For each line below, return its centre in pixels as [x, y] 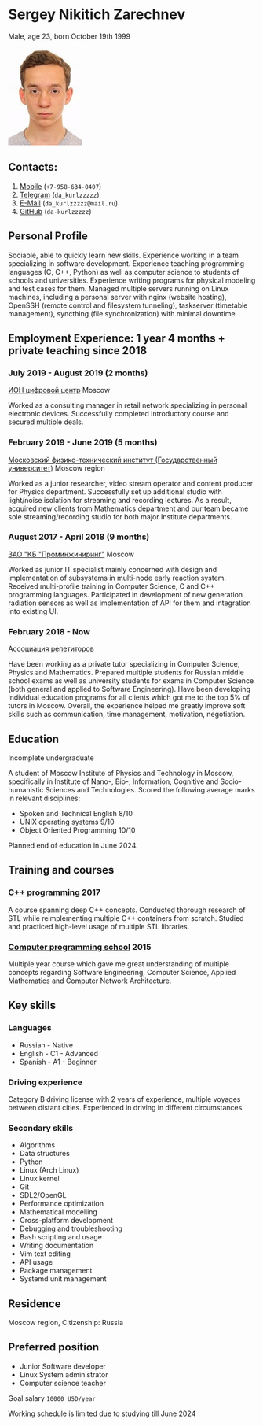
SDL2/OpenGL [43, 1195]
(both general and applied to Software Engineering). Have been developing [130, 689]
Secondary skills [40, 1128]
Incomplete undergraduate [51, 758]
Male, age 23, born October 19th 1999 [69, 36]
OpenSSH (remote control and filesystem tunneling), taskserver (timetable [128, 305]
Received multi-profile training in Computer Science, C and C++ [111, 586]
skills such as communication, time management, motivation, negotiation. [127, 715]
